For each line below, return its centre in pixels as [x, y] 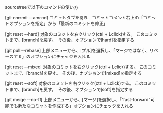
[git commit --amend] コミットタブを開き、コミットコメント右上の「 [74, 18]
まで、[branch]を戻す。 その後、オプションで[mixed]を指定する [78, 73]
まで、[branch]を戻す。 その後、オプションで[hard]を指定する [72, 40]
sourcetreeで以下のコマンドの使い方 [42, 7]
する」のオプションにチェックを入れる [52, 56]
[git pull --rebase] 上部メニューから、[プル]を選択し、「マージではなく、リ [80, 50]
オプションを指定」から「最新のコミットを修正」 [58, 24]
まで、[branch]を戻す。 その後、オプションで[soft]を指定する [71, 89]
